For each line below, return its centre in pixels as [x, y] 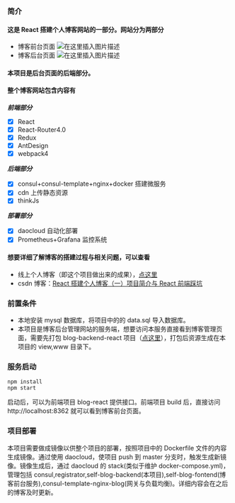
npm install [25, 382]
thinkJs [28, 200]
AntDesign [33, 146]
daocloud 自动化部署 [48, 231]
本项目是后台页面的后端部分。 [51, 73]
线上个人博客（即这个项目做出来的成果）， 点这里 [87, 274]
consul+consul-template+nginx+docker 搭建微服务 [92, 184]
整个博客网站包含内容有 [41, 91]
